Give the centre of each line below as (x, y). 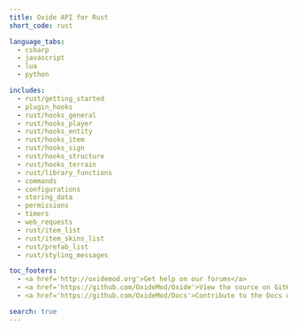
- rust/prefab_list (53, 247)
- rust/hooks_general (57, 115)
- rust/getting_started (61, 98)
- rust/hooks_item (51, 140)
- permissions (43, 206)
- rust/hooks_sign (51, 148)
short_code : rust (41, 26)
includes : (27, 90)
